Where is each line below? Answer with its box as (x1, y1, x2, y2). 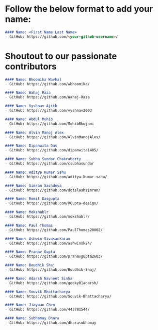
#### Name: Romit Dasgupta (5, 197, 60, 201)
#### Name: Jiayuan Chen (5, 302, 55, 308)
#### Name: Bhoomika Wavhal (5, 77, 62, 82)
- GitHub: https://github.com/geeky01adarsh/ (5, 280, 98, 285)
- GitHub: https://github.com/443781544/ (5, 307, 90, 312)
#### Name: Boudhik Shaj (5, 263, 55, 268)
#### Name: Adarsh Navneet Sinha (5, 276, 73, 281)
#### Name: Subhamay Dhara (5, 316, 60, 321)
